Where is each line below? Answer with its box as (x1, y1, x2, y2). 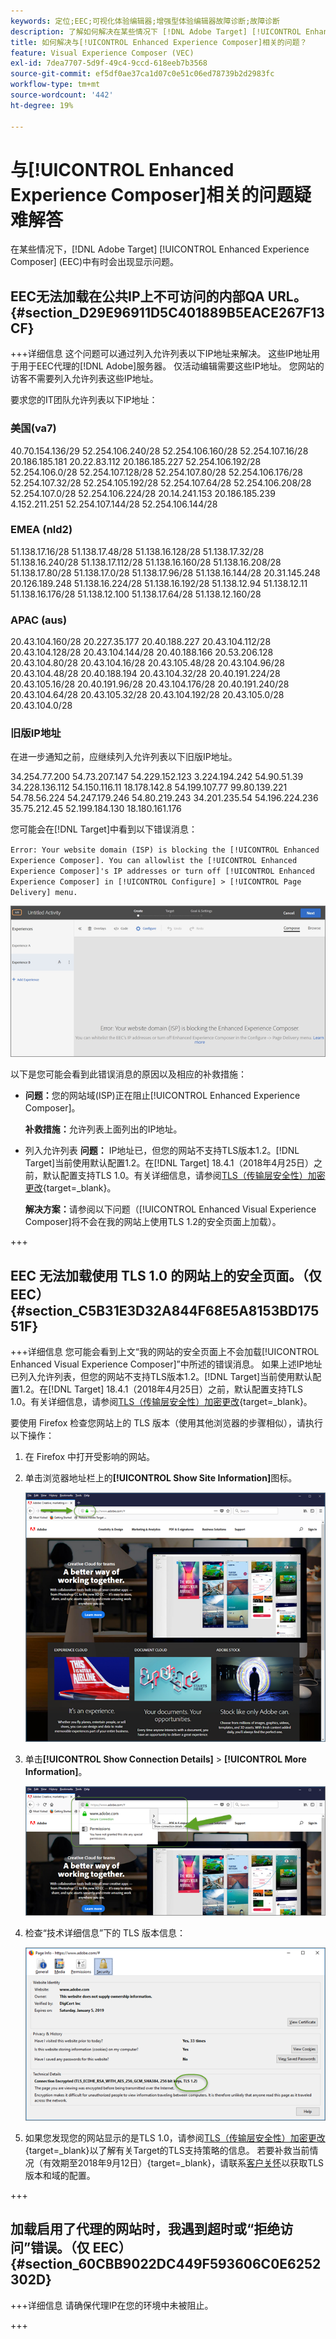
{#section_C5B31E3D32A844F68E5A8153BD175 (10, 1302, 320, 1319)
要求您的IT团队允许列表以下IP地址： (10, 394, 158, 406)
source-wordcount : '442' (10, 90, 114, 100)
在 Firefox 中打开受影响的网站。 (24, 1451, 156, 1463)
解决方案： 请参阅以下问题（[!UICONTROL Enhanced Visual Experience (24, 1203, 317, 1215)
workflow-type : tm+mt (10, 80, 101, 90)
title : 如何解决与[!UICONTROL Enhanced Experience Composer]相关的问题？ (10, 37, 308, 47)
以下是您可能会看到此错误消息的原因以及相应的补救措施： (10, 1068, 247, 1080)
